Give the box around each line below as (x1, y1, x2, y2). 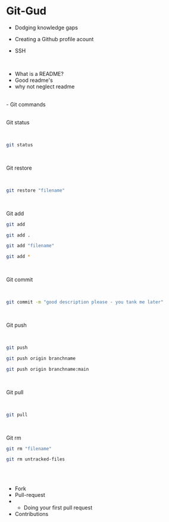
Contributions (14, 511, 49, 518)
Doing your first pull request (23, 504, 93, 511)
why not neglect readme (14, 82, 75, 90)
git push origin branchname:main (6, 366, 89, 372)
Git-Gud (6, 4, 46, 18)
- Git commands (6, 100, 46, 108)
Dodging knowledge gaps (14, 24, 79, 31)
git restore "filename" (6, 187, 65, 194)
